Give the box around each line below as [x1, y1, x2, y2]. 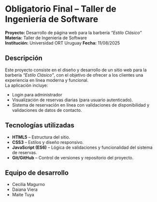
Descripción [5, 54, 43, 62]
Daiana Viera [12, 186, 38, 192]
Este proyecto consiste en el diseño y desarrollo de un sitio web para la [5, 67, 147, 73]
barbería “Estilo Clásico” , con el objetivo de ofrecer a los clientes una [5, 72, 143, 78]
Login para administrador [12, 92, 63, 97]
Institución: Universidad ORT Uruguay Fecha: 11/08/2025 [5, 40, 120, 46]
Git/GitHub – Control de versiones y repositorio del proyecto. [12, 155, 134, 160]
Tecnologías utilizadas [5, 121, 74, 129]
